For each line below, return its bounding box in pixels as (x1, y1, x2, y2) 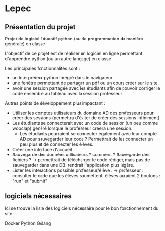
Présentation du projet (5, 23, 76, 31)
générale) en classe (5, 41, 45, 47)
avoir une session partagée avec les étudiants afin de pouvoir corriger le (12, 85, 160, 91)
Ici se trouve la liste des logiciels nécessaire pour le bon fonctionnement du (5, 205, 159, 211)
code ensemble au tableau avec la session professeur (12, 91, 123, 96)
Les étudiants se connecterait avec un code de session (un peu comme (12, 120, 158, 126)
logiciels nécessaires (5, 192, 72, 200)
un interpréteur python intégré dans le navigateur (12, 75, 113, 80)
